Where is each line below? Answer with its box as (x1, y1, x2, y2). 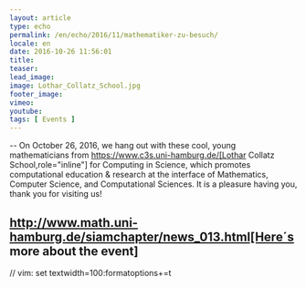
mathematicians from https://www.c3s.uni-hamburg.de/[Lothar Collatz (9, 149, 275, 160)
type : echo (9, 22, 51, 31)
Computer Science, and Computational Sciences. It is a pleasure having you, (9, 179, 298, 190)
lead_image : (9, 73, 55, 82)
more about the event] (9, 243, 139, 259)
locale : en (9, 38, 51, 48)
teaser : (9, 65, 39, 74)
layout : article (9, 13, 71, 23)
